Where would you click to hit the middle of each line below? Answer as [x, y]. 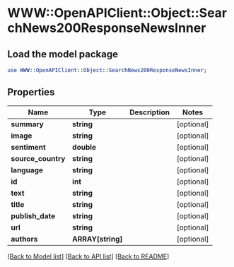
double [84, 147]
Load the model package [63, 54]
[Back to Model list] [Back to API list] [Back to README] [88, 256]
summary [27, 124]
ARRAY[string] [97, 239]
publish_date [33, 215]
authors [24, 239]
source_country [38, 158]
